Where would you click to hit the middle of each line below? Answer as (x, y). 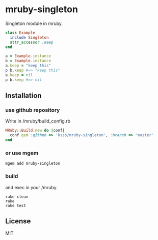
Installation (23, 96)
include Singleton (30, 37)
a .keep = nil (19, 75)
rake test (16, 205)
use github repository (33, 110)
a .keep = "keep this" (28, 66)
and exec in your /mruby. (31, 187)
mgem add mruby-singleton (33, 164)
